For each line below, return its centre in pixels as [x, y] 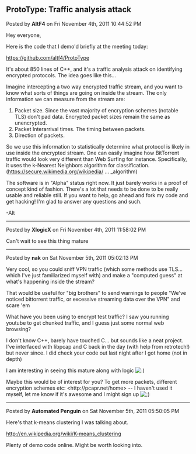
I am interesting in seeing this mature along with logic [70, 370]
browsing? [19, 329]
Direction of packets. [40, 135]
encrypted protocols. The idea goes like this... [61, 75]
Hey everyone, [24, 35]
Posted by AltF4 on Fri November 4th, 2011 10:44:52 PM [74, 23]
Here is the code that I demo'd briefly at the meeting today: [77, 46]
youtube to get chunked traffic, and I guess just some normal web [85, 323]
